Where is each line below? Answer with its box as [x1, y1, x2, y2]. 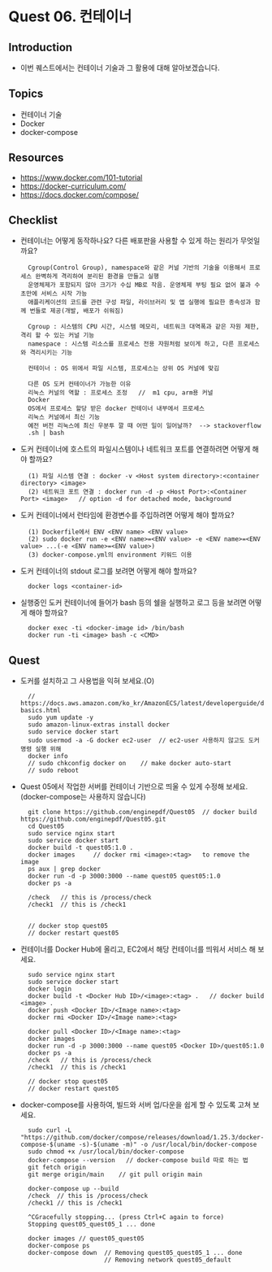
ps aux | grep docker [28, 865, 101, 873]
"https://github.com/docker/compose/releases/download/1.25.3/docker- [19, 1134, 265, 1142]
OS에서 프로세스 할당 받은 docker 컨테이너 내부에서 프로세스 [28, 404, 205, 413]
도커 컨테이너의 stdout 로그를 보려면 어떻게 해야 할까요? [19, 566, 197, 576]
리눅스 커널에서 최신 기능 [28, 413, 100, 421]
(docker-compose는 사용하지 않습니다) [19, 792, 146, 802]
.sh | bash [28, 429, 65, 438]
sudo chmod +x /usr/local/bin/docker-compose [28, 1148, 184, 1156]
